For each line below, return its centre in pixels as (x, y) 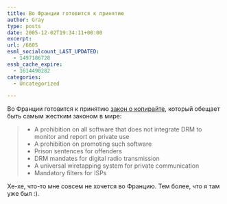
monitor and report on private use (82, 137)
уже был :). (23, 194)
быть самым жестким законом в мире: (64, 116)
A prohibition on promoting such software (93, 144)
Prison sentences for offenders (78, 151)
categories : (24, 77)
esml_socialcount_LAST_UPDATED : (53, 52)
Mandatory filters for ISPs (70, 173)
